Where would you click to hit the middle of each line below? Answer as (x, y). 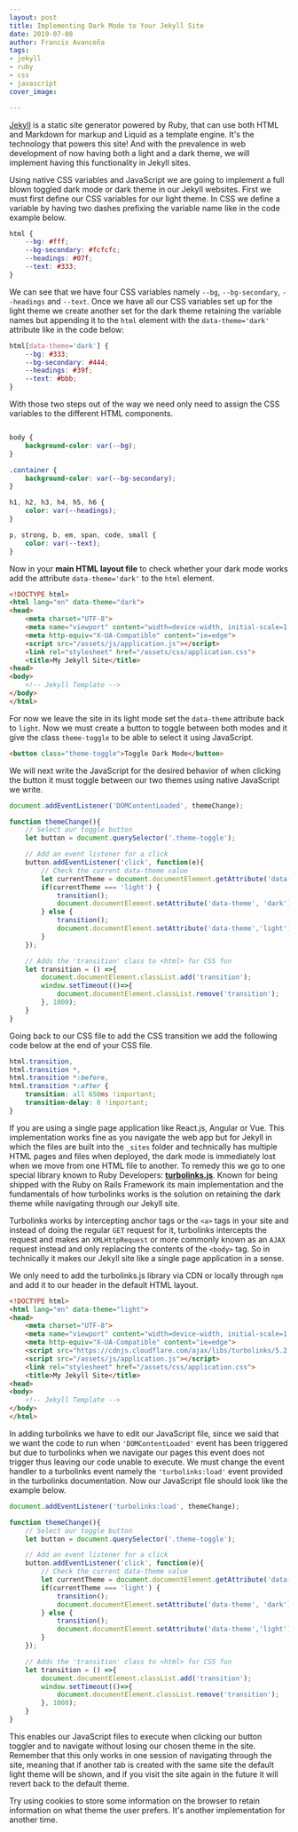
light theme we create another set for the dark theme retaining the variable (145, 311)
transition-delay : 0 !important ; (87, 1102)
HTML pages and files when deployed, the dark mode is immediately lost (142, 1156)
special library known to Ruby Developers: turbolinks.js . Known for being (143, 1175)
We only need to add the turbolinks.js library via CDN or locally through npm (146, 1275)
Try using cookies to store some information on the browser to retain (134, 1800)
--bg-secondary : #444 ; (67, 362)
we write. (26, 789)
